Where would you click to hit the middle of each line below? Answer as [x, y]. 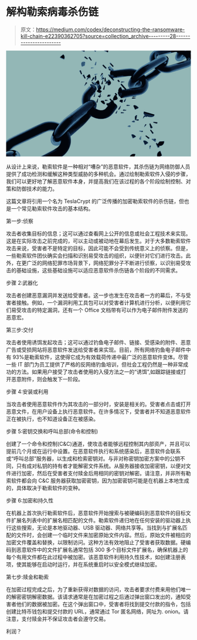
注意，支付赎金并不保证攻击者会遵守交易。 [57, 619]
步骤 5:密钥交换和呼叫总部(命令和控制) [52, 431]
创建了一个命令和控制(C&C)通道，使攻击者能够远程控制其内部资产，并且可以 [98, 444]
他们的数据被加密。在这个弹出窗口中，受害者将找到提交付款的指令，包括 [103, 604]
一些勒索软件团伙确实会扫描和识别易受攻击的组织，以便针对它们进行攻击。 [96, 255]
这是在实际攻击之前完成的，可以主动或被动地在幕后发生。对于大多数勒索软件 [98, 241]
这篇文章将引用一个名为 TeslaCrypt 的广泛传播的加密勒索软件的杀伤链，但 [95, 201]
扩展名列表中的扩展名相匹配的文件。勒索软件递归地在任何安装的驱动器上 [98, 520]
